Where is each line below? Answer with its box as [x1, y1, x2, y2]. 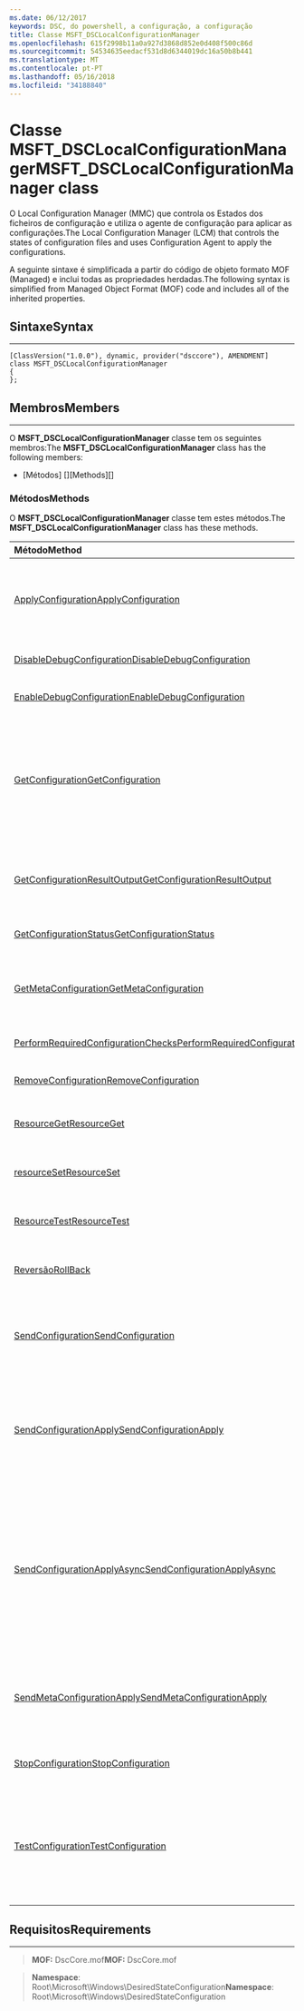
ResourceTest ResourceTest [14, 1215, 129, 1228]
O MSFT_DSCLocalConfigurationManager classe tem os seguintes [9, 433, 262, 444]
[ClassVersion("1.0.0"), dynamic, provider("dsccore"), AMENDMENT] [9, 351, 270, 361]
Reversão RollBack [14, 1263, 90, 1276]
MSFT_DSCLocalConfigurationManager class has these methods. [9, 523, 259, 534]
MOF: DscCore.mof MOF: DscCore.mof [31, 1955, 177, 1966]
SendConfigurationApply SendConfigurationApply [14, 1424, 224, 1437]
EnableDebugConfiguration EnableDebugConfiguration [14, 691, 245, 703]
